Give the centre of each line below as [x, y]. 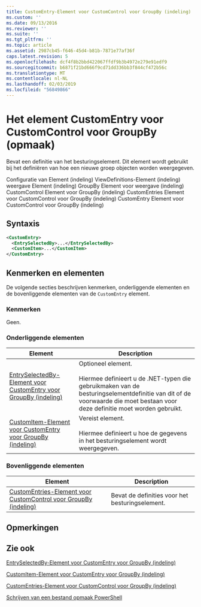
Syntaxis [23, 224]
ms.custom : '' [24, 17]
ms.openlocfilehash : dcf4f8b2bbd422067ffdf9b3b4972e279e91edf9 [87, 62]
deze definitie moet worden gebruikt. [130, 408]
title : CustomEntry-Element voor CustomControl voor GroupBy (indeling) [99, 12]
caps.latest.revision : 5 [37, 56]
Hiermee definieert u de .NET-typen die [135, 378]
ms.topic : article [29, 46]
